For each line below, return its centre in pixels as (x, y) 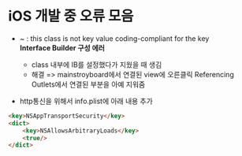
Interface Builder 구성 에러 (62, 47)
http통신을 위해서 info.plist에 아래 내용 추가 (86, 101)
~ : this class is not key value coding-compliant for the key (114, 38)
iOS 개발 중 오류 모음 (71, 16)
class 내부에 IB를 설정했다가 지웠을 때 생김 (97, 65)
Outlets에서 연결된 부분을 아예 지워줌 (88, 84)
